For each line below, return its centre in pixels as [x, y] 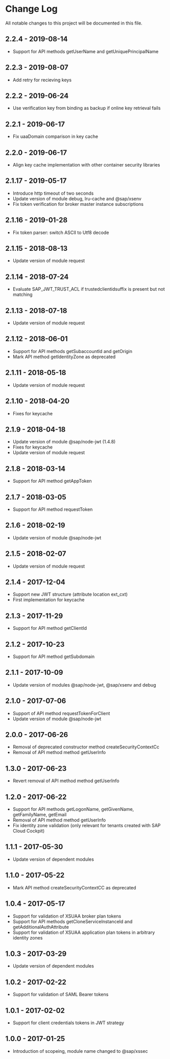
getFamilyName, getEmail [40, 815]
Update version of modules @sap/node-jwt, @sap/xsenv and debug [84, 685]
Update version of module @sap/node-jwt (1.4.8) [64, 442]
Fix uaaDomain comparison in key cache [55, 136]
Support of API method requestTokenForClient [61, 713]
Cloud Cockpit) [29, 831]
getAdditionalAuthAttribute [41, 927]
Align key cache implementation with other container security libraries [86, 165]
